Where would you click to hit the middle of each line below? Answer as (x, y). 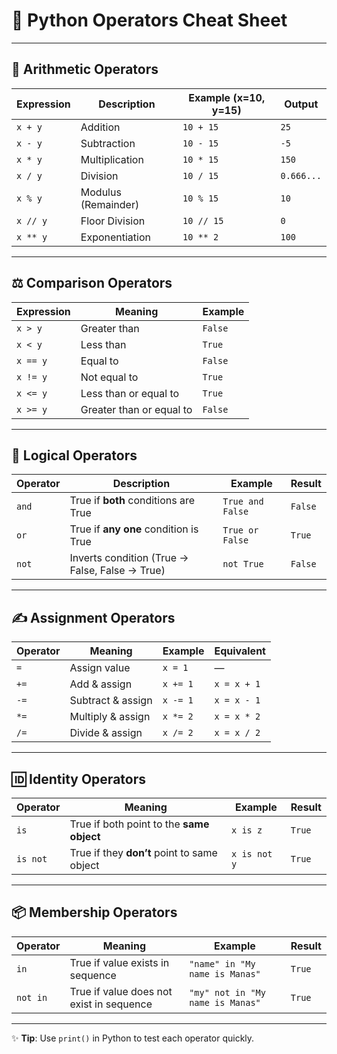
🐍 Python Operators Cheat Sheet (149, 20)
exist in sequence (111, 1004)
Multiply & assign (110, 717)
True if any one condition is (134, 529)
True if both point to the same (139, 824)
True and (243, 502)
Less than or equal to (130, 393)
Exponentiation (116, 237)
